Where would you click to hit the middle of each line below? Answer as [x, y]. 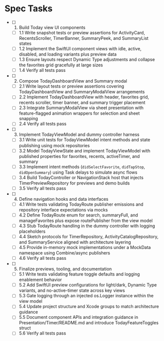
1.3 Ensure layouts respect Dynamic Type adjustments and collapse [87, 60]
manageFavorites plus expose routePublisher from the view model [86, 220]
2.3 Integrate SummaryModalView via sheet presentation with [81, 108]
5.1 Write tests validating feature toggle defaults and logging [79, 274]
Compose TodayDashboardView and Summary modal [73, 81]
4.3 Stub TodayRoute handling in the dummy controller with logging [87, 226]
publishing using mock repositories [54, 145]
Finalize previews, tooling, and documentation [65, 269]
